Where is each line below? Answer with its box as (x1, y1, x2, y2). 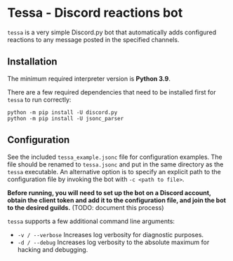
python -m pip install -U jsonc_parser (7, 115, 124, 122)
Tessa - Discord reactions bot (7, 5, 183, 21)
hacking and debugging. (17, 245, 88, 253)
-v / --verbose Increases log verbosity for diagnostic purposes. (17, 230, 204, 239)
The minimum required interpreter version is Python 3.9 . (7, 74, 171, 83)
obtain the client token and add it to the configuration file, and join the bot (7, 196, 227, 204)
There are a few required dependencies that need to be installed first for (7, 87, 216, 96)
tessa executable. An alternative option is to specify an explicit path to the (7, 167, 221, 176)
